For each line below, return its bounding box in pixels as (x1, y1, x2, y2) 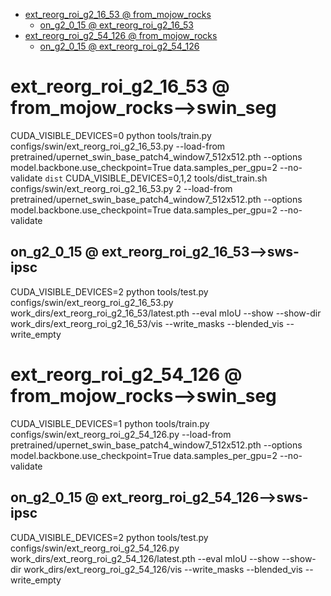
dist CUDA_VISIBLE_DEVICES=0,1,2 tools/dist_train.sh (44, 172, 268, 184)
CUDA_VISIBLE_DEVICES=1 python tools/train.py (10, 417, 210, 429)
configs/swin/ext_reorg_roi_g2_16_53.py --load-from (10, 140, 226, 152)
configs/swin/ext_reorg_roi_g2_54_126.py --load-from (10, 428, 232, 440)
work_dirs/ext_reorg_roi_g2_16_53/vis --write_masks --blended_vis (10, 317, 285, 329)
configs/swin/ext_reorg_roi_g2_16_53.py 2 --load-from (10, 182, 233, 194)
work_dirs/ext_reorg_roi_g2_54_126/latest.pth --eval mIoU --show (10, 552, 280, 564)
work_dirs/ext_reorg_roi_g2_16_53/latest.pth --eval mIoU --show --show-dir (10, 307, 322, 319)
